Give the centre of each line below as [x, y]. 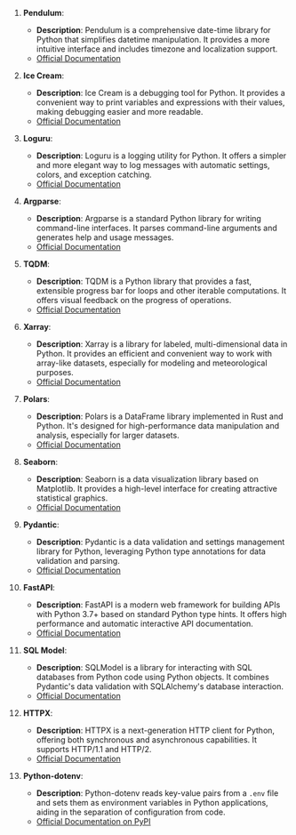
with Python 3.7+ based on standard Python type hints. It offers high [161, 614]
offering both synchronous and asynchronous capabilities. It [146, 740]
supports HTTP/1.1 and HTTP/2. [94, 749]
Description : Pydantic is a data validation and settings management [160, 542]
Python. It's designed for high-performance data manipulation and [157, 426]
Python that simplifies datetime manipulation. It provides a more [153, 40]
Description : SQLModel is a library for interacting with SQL [144, 667]
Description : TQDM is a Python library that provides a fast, [144, 281]
